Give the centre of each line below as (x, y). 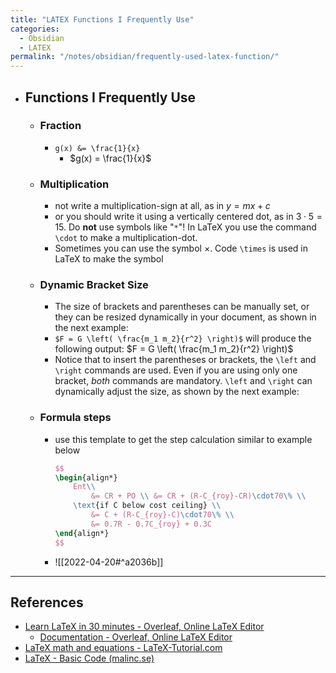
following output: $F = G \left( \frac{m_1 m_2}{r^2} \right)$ (174, 349)
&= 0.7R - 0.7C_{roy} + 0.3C (151, 524)
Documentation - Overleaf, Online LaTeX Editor (136, 637)
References (47, 602)
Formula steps (75, 418)
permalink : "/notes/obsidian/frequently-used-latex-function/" (145, 57)
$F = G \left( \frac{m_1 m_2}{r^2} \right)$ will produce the (183, 338)
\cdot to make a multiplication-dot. (126, 238)
